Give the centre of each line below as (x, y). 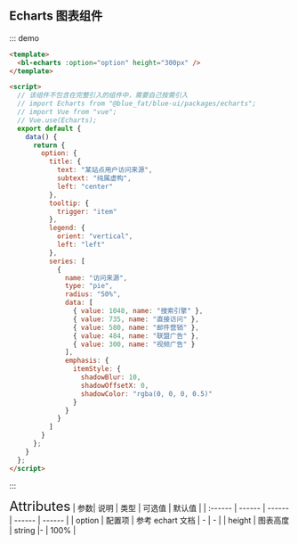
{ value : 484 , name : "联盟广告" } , (136, 336)
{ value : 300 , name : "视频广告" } (134, 344)
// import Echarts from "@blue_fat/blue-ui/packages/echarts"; (137, 104)
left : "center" (85, 186)
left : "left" (81, 245)
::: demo (24, 37)
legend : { (67, 228)
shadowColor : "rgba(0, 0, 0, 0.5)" (147, 394)
